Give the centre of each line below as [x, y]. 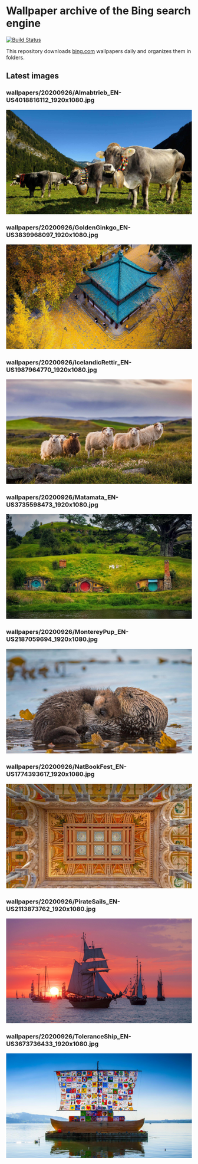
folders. [15, 57]
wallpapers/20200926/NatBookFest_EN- [66, 767]
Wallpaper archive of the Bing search [98, 11]
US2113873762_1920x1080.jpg [51, 909]
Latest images [33, 76]
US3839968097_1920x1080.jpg [52, 235]
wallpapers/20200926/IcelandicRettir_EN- [69, 362]
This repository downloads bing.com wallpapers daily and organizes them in [99, 51]
